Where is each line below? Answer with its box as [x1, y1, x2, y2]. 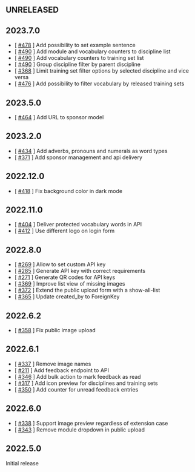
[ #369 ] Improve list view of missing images [14, 280, 125, 287]
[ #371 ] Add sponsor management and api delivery [14, 154, 143, 161]
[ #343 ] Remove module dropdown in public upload [14, 426, 145, 433]
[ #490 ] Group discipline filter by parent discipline [14, 61, 140, 68]
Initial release [5, 459, 39, 467]
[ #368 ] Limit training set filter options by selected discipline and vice [14, 67, 189, 74]
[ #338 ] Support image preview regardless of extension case [14, 419, 168, 427]
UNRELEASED [5, 5, 59, 15]
